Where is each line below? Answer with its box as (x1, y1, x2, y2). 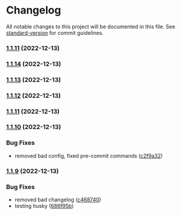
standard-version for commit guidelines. (6, 29, 104, 36)
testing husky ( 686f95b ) (14, 202, 74, 209)
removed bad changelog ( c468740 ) (14, 196, 101, 203)
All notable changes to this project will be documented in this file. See (6, 23, 176, 30)
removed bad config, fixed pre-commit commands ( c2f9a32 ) (14, 152, 163, 159)
